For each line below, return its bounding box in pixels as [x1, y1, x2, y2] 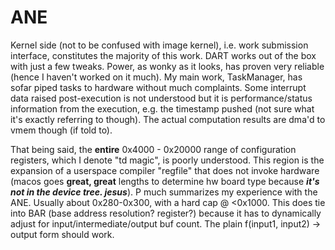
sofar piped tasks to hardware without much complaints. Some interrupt [10, 81, 307, 93]
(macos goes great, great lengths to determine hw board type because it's [10, 175, 320, 187]
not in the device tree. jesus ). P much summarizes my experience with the [10, 186, 318, 198]
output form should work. [10, 228, 115, 240]
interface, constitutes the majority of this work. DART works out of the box [10, 49, 317, 61]
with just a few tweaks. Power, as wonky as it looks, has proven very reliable [10, 60, 325, 72]
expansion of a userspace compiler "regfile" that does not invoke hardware [10, 164, 320, 176]
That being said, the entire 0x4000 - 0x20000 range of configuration [10, 143, 297, 155]
